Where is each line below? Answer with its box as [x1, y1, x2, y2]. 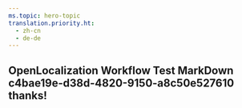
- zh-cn [15, 26, 42, 34]
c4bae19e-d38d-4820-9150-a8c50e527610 [8, 76, 235, 90]
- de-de [15, 34, 42, 42]
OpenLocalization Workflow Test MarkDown [8, 63, 234, 77]
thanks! [8, 89, 48, 102]
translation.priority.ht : [8, 19, 95, 27]
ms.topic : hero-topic [8, 11, 81, 20]
